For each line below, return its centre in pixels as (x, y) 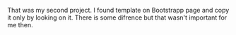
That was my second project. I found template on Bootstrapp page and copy (118, 10)
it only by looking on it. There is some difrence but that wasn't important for (117, 17)
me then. (20, 25)
